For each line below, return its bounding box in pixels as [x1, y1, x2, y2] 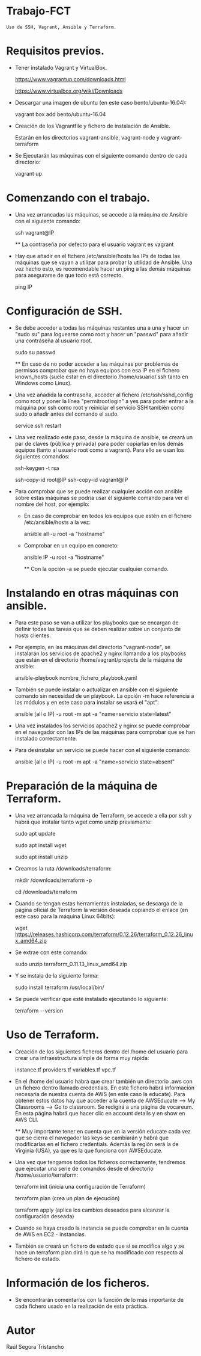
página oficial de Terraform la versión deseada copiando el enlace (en [14, 906, 188, 913]
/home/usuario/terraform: [14, 1171, 79, 1179]
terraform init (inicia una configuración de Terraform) [14, 1183, 146, 1190]
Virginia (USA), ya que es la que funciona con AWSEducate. [14, 1147, 163, 1154]
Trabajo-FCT [6, 4, 71, 18]
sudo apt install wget [14, 841, 67, 849]
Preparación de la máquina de [6, 779, 158, 792]
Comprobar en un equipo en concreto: [23, 541, 119, 549]
